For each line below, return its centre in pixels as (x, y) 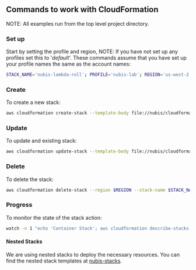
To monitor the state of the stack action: (54, 217)
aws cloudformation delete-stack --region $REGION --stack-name (86, 190)
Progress (19, 205)
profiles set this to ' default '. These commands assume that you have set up (96, 58)
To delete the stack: (30, 179)
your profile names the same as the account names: (69, 64)
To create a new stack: (34, 102)
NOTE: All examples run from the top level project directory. (78, 23)
